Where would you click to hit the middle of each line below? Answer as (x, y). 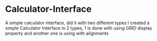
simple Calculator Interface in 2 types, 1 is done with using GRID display (79, 28)
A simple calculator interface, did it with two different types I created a (77, 23)
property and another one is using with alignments (57, 33)
